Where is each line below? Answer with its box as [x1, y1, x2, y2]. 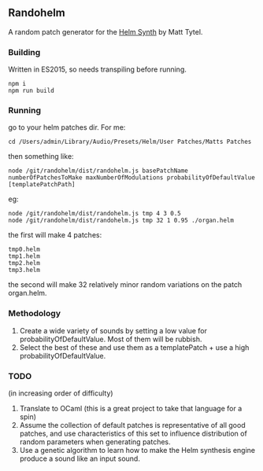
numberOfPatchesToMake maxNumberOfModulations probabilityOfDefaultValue [8, 174, 256, 182]
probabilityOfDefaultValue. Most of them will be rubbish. [19, 334, 202, 344]
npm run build [8, 86, 55, 95]
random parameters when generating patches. [19, 437, 171, 447]
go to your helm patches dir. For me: [8, 123, 126, 132]
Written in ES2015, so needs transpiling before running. [8, 64, 187, 74]
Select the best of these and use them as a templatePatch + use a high [19, 342, 250, 352]
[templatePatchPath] [8, 181, 76, 189]
